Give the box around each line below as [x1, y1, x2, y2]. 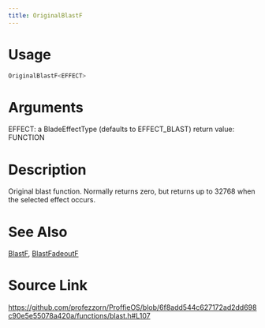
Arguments [8, 98, 84, 116]
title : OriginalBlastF [8, 11, 83, 20]
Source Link [8, 277, 88, 295]
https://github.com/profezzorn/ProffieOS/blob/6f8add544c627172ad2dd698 [8, 303, 257, 312]
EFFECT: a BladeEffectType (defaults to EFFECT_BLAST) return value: [8, 124, 235, 134]
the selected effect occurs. [8, 195, 96, 205]
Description [8, 160, 87, 179]
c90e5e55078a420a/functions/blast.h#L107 [8, 311, 151, 321]
